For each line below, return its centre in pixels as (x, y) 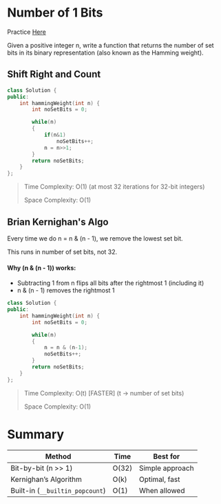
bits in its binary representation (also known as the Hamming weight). (106, 53)
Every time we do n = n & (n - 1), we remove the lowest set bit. (95, 238)
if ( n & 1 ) (55, 135)
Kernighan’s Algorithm (46, 479)
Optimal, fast (159, 479)
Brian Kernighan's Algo (58, 222)
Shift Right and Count (54, 74)
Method (58, 456)
